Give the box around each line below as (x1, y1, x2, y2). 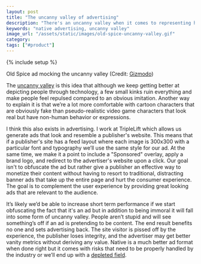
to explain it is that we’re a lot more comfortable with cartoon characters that (6, 101, 195, 108)
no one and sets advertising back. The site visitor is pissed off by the (6, 226, 176, 233)
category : (6, 37, 31, 43)
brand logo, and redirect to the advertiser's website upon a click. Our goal (6, 157, 188, 164)
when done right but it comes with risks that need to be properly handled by (6, 245, 194, 252)
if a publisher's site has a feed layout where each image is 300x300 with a (6, 138, 190, 145)
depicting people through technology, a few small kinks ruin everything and (6, 88, 192, 95)
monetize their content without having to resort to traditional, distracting (6, 169, 184, 177)
